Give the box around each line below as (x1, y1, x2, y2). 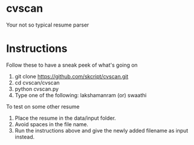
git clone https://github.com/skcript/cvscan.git (14, 72, 129, 80)
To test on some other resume (6, 103, 80, 110)
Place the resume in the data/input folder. (14, 114, 116, 121)
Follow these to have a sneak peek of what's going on (6, 61, 138, 68)
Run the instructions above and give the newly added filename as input (14, 127, 189, 134)
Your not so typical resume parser (6, 21, 90, 28)
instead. (14, 133, 35, 140)
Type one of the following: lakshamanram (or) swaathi (14, 91, 147, 98)
